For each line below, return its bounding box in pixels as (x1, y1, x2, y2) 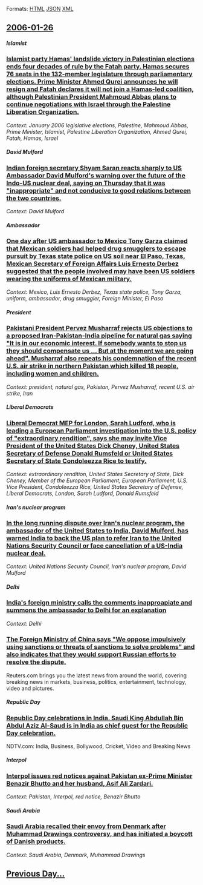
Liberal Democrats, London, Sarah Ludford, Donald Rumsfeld (6, 490, 159, 497)
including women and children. (6, 370, 99, 378)
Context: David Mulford (6, 208, 65, 215)
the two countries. (6, 194, 62, 202)
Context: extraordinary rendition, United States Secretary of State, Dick (6, 471, 184, 478)
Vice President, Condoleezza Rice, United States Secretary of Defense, (6, 483, 184, 491)
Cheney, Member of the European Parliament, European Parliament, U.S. (6, 477, 188, 484)
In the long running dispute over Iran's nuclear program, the (6, 519, 185, 528)
